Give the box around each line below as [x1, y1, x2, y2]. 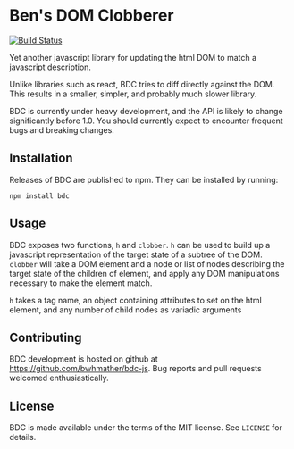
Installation [9, 151, 73, 166]
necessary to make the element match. [9, 278, 153, 288]
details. [9, 432, 37, 443]
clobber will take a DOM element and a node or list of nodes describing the [9, 258, 285, 269]
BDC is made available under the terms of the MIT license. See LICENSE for [9, 422, 283, 433]
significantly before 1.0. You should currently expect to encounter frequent [9, 115, 283, 126]
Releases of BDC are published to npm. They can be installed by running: [9, 174, 279, 185]
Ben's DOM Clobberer [9, 5, 174, 26]
